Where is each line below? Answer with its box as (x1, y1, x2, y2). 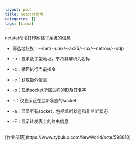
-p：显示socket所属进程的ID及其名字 (12, 87, 87, 93)
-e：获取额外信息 (12, 77, 48, 83)
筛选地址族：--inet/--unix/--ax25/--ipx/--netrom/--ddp (12, 45, 124, 52)
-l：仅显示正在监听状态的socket (12, 98, 77, 104)
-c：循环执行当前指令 (12, 66, 56, 72)
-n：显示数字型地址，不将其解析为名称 (12, 56, 90, 62)
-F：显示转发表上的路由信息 (12, 118, 69, 124)
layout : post (5, 7, 32, 12)
